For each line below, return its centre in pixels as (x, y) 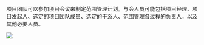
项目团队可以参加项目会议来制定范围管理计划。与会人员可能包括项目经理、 (99, 9)
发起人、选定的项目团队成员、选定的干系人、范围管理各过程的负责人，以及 (104, 16)
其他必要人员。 (25, 24)
